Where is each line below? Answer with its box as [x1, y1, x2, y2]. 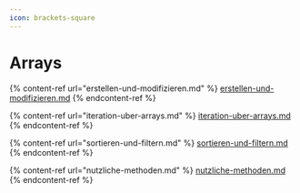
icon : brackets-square [9, 13, 95, 23]
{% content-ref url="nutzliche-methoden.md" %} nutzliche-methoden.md [9, 165, 286, 176]
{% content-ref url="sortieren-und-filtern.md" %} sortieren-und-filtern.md [9, 137, 288, 148]
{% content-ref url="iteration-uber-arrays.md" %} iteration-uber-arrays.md [9, 110, 291, 121]
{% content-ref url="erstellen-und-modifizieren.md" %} [9, 83, 218, 94]
